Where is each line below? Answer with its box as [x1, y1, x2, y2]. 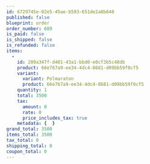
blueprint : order [6, 20, 50, 26]
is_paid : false [6, 31, 45, 37]
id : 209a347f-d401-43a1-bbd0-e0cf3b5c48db [17, 59, 125, 65]
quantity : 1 [17, 87, 47, 93]
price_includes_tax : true [22, 115, 87, 121]
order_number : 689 [6, 25, 52, 32]
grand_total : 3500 [6, 126, 52, 132]
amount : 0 [22, 103, 47, 110]
